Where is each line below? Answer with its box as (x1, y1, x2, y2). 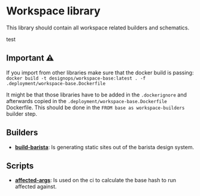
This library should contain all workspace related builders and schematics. (6, 24, 190, 31)
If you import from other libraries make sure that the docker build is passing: (6, 69, 194, 76)
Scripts (6, 161, 34, 171)
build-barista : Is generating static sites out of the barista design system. (14, 143, 195, 150)
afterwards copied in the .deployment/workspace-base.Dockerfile (6, 97, 168, 104)
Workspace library (6, 4, 101, 18)
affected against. (14, 183, 57, 190)
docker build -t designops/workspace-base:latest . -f (6, 75, 146, 82)
